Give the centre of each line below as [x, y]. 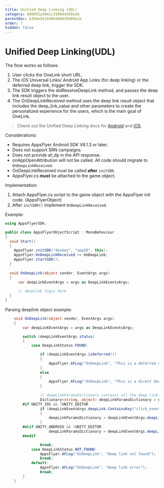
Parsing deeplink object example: [39, 309]
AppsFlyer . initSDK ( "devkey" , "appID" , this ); [61, 250]
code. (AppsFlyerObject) [37, 200]
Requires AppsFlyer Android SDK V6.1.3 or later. [60, 145]
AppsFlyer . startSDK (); [37, 260]
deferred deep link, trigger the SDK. [48, 85]
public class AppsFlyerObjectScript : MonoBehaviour [60, 232]
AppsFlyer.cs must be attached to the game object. [64, 176]
